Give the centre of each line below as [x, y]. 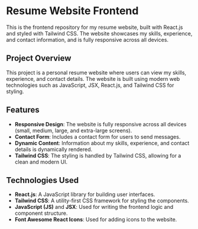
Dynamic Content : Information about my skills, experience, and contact [102, 143]
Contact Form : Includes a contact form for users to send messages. [98, 136]
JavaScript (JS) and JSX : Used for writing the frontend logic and [94, 207]
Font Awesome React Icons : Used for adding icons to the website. [96, 220]
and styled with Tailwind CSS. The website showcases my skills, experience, [99, 33]
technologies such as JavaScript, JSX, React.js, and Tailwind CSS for [90, 85]
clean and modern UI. [41, 162]
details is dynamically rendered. [53, 149]
